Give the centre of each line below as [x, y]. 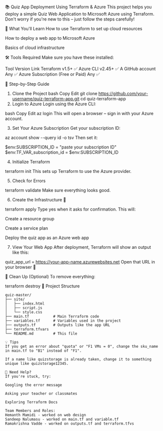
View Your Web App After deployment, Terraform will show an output [81, 247]
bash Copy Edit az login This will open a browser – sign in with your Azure [79, 113]
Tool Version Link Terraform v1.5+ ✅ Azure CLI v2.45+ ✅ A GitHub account [81, 69]
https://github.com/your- [123, 94]
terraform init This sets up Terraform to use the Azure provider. [68, 171]
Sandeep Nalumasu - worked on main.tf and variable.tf [62, 419]
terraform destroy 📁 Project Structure [42, 286]
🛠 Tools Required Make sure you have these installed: [60, 57]
